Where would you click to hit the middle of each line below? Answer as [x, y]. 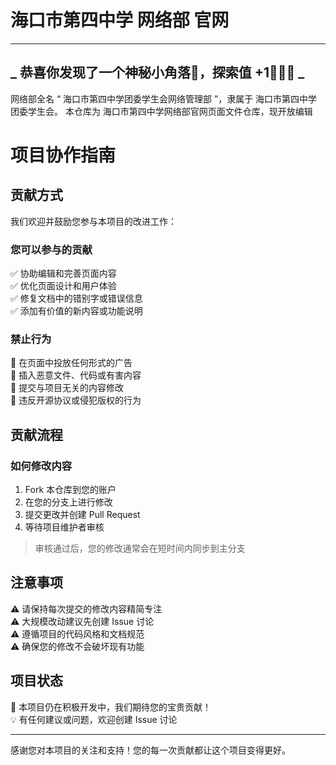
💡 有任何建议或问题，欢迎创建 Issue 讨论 [94, 719]
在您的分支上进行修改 [68, 502]
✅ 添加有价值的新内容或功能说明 [76, 311]
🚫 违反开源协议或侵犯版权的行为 [76, 400]
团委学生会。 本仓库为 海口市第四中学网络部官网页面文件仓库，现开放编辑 [161, 111]
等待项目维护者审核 [64, 527]
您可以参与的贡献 [51, 249]
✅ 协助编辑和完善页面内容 [63, 273]
